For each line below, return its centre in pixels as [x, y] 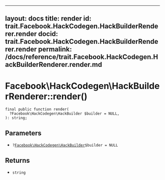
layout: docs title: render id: [48, 18]
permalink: [55, 49]
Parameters [23, 133]
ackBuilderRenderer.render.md [54, 65]
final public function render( [37, 109]
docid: [48, 34]
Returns [18, 160]
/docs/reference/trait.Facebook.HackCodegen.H [82, 57]
